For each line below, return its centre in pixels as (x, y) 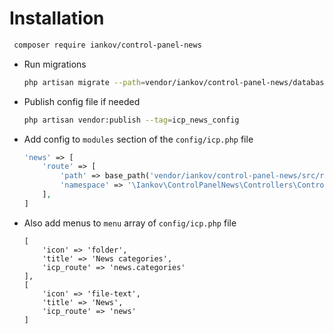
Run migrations (55, 64)
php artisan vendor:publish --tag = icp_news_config (131, 120)
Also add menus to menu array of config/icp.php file (130, 223)
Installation (57, 18)
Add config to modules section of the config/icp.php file (138, 139)
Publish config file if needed (82, 101)
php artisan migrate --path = (84, 82)
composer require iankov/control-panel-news (107, 45)
